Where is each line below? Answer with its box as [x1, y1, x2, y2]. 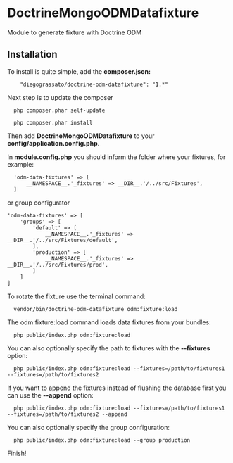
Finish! [7, 449, 27, 457]
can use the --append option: [7, 391, 94, 399]
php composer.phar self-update [13, 107, 106, 114]
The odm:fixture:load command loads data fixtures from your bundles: [7, 318, 211, 326]
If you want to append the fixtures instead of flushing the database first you [7, 383, 227, 392]
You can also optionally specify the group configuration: [7, 423, 170, 431]
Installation [7, 49, 58, 61]
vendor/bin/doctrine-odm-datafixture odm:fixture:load [13, 305, 178, 312]
